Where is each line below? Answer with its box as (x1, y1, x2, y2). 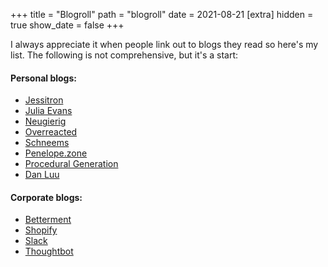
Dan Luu (24, 169, 60, 181)
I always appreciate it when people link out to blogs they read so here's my (10, 39, 319, 50)
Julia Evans (24, 105, 73, 117)
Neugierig (24, 115, 67, 128)
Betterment (24, 214, 72, 226)
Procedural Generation (24, 158, 119, 170)
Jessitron (24, 94, 64, 106)
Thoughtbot (24, 245, 74, 258)
